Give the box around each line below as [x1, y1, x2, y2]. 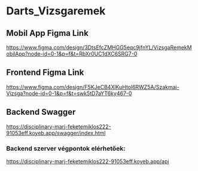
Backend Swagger [6, 107, 76, 117]
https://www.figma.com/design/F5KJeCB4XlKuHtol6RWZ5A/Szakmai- [6, 83, 179, 90]
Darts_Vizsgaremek [6, 4, 106, 18]
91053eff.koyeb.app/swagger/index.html [6, 129, 106, 136]
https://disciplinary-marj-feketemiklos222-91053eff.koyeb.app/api [6, 157, 169, 165]
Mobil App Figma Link [6, 28, 89, 38]
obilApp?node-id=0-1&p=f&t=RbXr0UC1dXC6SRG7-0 [6, 50, 138, 57]
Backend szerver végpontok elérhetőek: [6, 144, 126, 152]
